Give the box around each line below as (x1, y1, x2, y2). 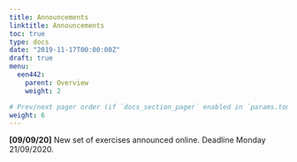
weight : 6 (9, 111, 46, 120)
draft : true (9, 54, 53, 63)
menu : (9, 63, 29, 71)
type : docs (9, 37, 49, 47)
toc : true (9, 29, 46, 38)
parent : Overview (25, 78, 89, 87)
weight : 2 (25, 86, 62, 95)
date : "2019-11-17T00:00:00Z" (9, 46, 121, 55)
